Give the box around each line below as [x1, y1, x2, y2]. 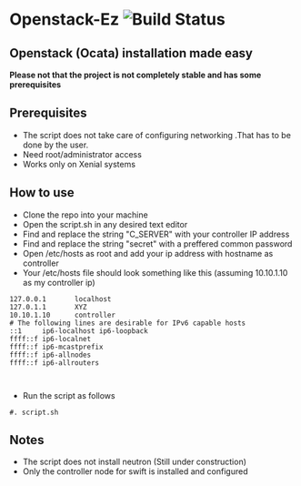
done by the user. [22, 139, 89, 150]
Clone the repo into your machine [22, 209, 148, 220]
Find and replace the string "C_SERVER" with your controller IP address [22, 228, 290, 239]
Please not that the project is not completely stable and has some [9, 69, 262, 80]
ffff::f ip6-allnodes [9, 350, 92, 359]
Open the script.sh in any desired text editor [22, 218, 188, 229]
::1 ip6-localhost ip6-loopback [9, 326, 148, 336]
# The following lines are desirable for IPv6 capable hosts [9, 319, 246, 328]
